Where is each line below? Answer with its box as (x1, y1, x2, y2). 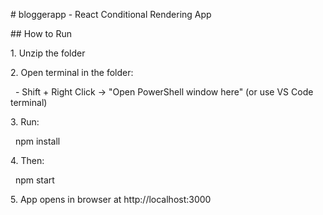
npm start (14, 174, 55, 186)
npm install (14, 135, 61, 147)
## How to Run (10, 28, 72, 39)
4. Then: (10, 155, 45, 166)
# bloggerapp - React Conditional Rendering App (10, 9, 212, 20)
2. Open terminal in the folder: (10, 67, 134, 78)
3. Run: (10, 116, 40, 128)
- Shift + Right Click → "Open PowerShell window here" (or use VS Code (14, 86, 314, 98)
